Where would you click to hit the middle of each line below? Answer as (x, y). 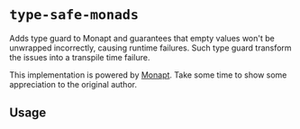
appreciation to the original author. (73, 84)
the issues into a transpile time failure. (80, 57)
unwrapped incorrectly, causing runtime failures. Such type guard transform (150, 48)
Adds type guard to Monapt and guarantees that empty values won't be (142, 38)
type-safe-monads (74, 15)
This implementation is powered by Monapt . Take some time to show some (148, 75)
